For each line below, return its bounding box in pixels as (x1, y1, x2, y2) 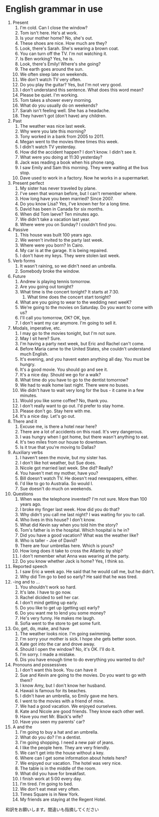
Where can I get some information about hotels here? (20, 755, 127, 761)
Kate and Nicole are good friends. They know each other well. (20, 708, 144, 714)
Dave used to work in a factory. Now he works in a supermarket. (20, 175, 149, 181)
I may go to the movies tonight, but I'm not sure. (20, 330, 117, 336)
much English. (20, 351, 49, 357)
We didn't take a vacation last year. (20, 216, 91, 222)
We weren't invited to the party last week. (20, 237, 104, 243)
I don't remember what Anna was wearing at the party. (20, 553, 130, 559)
